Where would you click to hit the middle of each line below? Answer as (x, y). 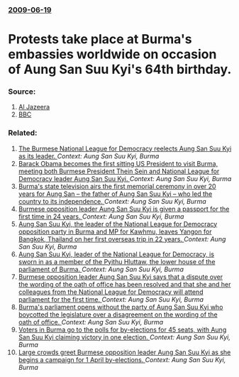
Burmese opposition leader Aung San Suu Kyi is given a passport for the (124, 209)
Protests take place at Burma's (100, 39)
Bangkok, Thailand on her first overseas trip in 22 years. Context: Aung (122, 239)
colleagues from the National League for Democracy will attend (111, 292)
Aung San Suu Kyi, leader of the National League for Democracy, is (116, 254)
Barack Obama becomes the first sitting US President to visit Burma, (118, 163)
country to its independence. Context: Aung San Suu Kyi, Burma (112, 201)
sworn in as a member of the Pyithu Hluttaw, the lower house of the (117, 261)
